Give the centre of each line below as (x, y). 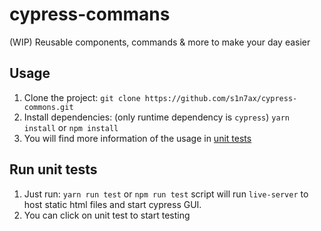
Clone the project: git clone (82, 97)
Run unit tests (53, 169)
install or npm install (71, 127)
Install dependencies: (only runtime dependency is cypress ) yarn (156, 117)
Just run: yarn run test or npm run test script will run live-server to (166, 194)
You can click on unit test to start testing (107, 215)
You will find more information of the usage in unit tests (137, 138)
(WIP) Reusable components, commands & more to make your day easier (160, 42)
